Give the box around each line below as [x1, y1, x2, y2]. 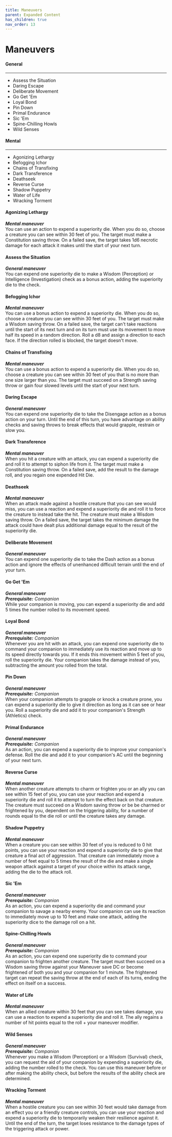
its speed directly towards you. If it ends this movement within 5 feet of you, [5, 651, 165, 658]
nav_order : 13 [5, 21, 36, 27]
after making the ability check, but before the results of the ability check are [5, 1070, 165, 1076]
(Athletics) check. [5, 712, 42, 719]
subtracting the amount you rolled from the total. [5, 662, 107, 668]
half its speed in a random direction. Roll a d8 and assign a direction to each [5, 332, 165, 338]
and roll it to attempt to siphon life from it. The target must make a [5, 461, 144, 467]
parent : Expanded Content [5, 12, 60, 17]
